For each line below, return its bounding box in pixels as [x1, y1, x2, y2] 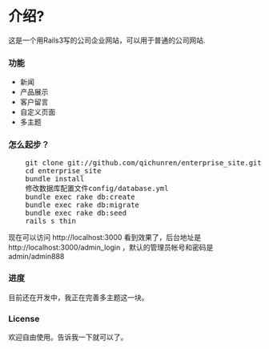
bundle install [25, 174, 85, 183]
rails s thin [25, 216, 76, 225]
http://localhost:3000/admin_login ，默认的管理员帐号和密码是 [8, 242, 214, 252]
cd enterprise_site [25, 166, 102, 175]
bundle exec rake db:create [25, 192, 135, 201]
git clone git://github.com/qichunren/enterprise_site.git [25, 158, 262, 167]
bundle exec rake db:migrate [25, 200, 140, 209]
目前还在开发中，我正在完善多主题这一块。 [8, 292, 149, 302]
